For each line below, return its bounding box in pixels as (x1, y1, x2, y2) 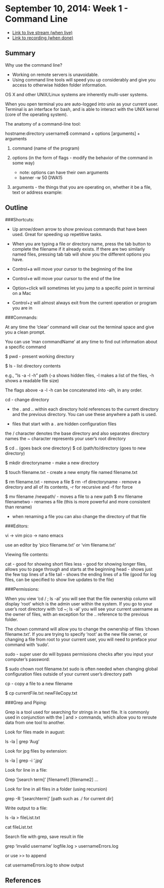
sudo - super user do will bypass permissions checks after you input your (5, 651, 154, 657)
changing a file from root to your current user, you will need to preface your (5, 636, 158, 642)
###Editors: (5, 523, 29, 529)
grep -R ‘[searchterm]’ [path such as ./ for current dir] (5, 795, 114, 801)
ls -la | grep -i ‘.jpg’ (5, 757, 43, 763)
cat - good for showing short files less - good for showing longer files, (5, 561, 147, 567)
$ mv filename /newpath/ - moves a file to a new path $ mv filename (5, 494, 143, 499)
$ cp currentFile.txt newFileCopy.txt (5, 690, 77, 696)
